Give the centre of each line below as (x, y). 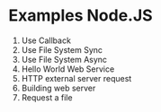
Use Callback (46, 40)
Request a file (47, 97)
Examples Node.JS (81, 16)
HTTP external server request (76, 78)
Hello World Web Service (68, 69)
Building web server (58, 88)
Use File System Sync (62, 49)
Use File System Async (64, 59)
